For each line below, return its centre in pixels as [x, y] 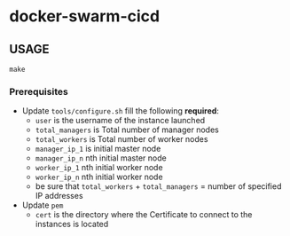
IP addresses [59, 196]
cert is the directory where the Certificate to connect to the [144, 215]
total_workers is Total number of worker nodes [121, 139]
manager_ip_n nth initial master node [101, 158]
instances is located [72, 224]
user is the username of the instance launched [120, 121]
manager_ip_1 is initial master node [98, 149]
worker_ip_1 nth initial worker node [99, 168]
